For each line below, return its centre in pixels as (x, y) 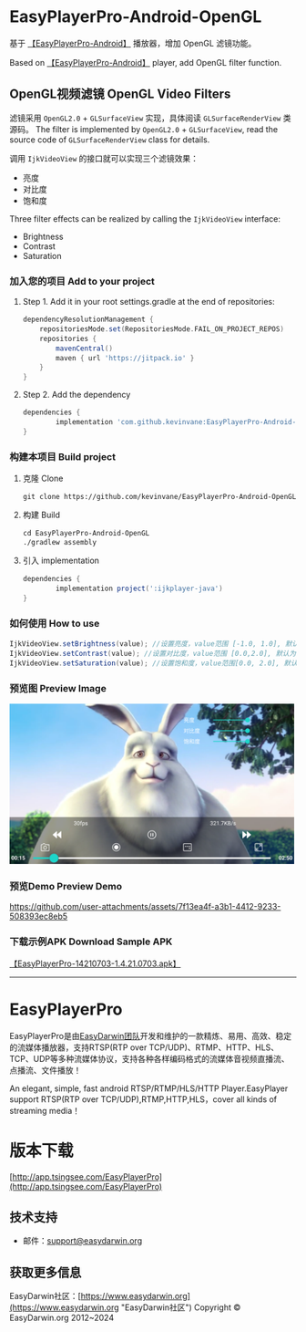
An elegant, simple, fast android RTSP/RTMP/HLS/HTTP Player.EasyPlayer (149, 1088)
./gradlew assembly (60, 543)
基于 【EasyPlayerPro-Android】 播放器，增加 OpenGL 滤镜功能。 (133, 43)
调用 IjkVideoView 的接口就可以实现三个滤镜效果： (104, 158)
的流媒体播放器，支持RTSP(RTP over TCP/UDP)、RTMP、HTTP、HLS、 (144, 1047)
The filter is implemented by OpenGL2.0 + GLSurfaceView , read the (157, 129)
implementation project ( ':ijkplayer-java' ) (139, 588)
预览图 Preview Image (58, 688)
